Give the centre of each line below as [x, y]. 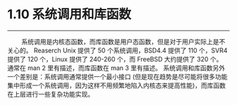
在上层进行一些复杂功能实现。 [50, 94]
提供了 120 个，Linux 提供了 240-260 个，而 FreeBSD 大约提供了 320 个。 [115, 59]
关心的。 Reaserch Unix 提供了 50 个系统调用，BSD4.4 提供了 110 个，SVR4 [117, 50]
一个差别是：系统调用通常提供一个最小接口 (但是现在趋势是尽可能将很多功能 [117, 76]
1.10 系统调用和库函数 [69, 14]
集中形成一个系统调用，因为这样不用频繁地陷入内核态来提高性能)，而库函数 [117, 85]
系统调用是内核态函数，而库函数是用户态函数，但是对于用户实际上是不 [123, 41]
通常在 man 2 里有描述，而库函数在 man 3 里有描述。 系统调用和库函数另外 [116, 68]
